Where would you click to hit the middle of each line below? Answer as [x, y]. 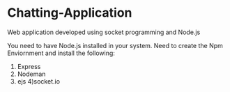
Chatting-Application [70, 13]
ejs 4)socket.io [39, 81]
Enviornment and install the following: [61, 53]
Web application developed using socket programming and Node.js [104, 32]
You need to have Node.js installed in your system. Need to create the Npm [115, 45]
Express [29, 66]
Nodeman [31, 74]
